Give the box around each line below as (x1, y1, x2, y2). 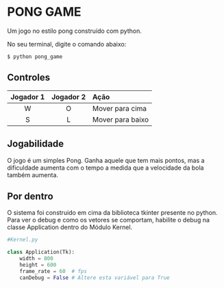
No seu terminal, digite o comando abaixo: (7, 40, 127, 48)
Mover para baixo (92, 114, 149, 124)
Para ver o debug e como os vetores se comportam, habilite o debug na (7, 216, 210, 224)
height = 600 (19, 261, 57, 268)
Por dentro (7, 190, 53, 202)
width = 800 (19, 255, 53, 262)
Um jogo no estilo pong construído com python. (7, 27, 142, 35)
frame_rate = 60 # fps (19, 267, 88, 274)
